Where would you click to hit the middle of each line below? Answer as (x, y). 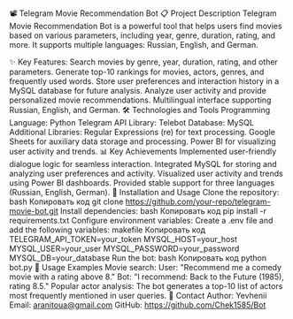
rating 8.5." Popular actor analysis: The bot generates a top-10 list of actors (146, 286)
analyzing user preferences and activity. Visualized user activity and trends (146, 173)
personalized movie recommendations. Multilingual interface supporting (140, 100)
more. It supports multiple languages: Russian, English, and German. (134, 45)
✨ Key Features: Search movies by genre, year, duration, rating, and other (144, 62)
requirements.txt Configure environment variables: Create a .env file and (141, 220)
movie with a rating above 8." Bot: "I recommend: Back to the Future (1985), (147, 277)
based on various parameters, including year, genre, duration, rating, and (143, 35)
